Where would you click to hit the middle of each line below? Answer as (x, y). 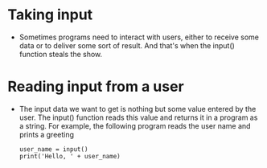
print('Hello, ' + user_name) (70, 156)
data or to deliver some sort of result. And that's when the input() (127, 45)
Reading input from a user (96, 87)
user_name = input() (53, 149)
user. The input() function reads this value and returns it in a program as (138, 117)
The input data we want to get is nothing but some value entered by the (138, 109)
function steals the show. (61, 54)
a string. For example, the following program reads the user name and (135, 125)
